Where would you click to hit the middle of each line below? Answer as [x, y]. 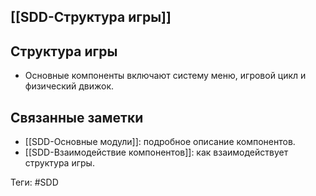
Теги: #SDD [34, 182]
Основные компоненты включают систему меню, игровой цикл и [165, 76]
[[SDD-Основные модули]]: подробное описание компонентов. [160, 142]
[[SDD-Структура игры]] [91, 17]
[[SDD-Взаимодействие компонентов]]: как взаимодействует [156, 152]
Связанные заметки [77, 117]
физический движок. [69, 86]
